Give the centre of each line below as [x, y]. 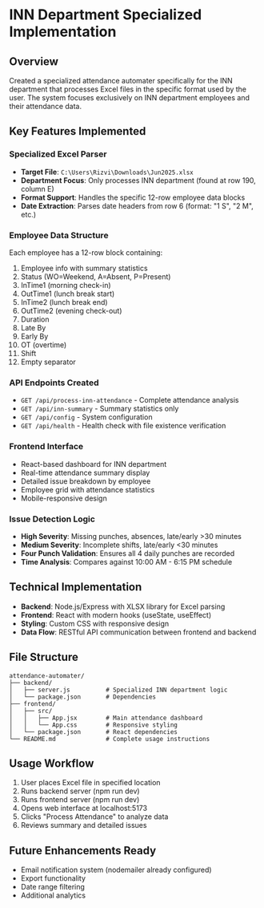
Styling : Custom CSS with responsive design [95, 623]
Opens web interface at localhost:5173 [84, 809]
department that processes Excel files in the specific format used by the [128, 89]
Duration [35, 319]
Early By [34, 336]
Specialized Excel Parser [58, 154]
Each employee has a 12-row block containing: [86, 252]
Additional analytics [53, 895]
